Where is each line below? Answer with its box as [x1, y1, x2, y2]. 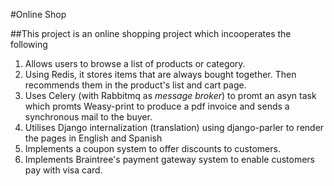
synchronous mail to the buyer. [24, 111, 153, 123]
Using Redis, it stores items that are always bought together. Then [24, 69, 297, 80]
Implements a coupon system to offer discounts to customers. [24, 143, 281, 154]
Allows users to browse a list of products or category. [24, 58, 246, 69]
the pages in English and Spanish [24, 132, 163, 144]
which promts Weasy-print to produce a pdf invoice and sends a [24, 100, 290, 112]
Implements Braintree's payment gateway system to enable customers [24, 154, 315, 165]
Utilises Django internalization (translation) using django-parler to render [24, 122, 325, 133]
